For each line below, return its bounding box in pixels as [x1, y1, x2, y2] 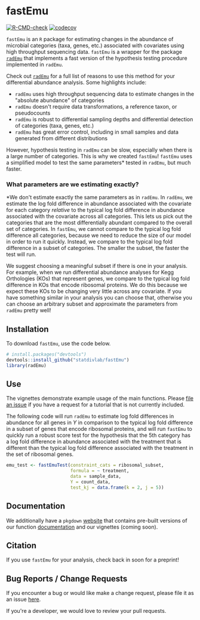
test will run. [6, 251, 36, 258]
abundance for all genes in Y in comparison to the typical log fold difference [6, 419, 193, 426]
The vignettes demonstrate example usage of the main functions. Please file [6, 395, 194, 402]
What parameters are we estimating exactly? [6, 180, 139, 189]
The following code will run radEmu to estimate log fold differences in [6, 413, 174, 420]
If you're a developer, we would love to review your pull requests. [6, 607, 167, 615]
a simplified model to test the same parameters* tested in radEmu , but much [6, 159, 191, 166]
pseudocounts [14, 109, 51, 116]
